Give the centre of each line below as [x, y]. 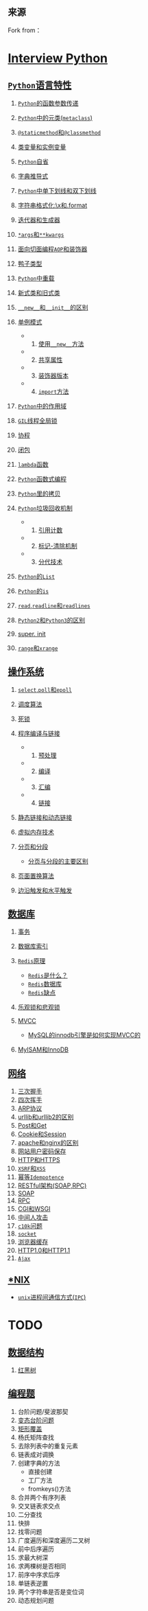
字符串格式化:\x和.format [52, 205]
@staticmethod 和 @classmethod [59, 132]
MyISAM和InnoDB [43, 1050]
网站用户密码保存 [42, 1151]
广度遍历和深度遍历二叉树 [54, 1540]
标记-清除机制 [58, 546]
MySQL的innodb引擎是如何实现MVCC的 [84, 1035]
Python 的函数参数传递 [48, 103]
